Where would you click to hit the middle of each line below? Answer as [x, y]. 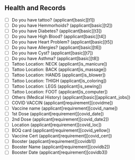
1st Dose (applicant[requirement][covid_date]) [58, 114]
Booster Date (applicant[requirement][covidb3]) [59, 152]
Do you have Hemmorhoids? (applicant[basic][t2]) [62, 25]
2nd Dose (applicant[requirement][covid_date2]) [60, 119]
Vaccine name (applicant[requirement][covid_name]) [65, 108]
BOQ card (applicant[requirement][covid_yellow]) [61, 130]
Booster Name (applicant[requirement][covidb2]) [61, 147]
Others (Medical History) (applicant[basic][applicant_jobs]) [71, 97]
